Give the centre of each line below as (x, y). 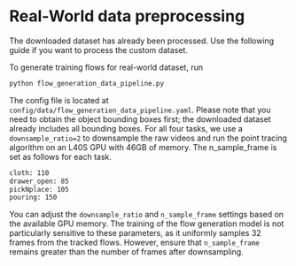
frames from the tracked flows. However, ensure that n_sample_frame (134, 243)
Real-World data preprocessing (127, 16)
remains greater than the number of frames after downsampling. (126, 252)
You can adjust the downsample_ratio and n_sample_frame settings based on (147, 215)
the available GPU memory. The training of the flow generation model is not (147, 224)
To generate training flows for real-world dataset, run (106, 67)
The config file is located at (59, 100)
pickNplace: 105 (39, 189)
